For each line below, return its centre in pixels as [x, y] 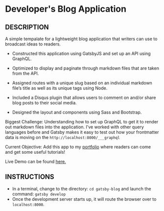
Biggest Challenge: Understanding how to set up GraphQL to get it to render [82, 122]
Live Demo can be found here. [35, 162]
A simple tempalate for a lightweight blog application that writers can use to [81, 39]
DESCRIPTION [27, 27]
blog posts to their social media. [44, 103]
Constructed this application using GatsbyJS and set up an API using [81, 53]
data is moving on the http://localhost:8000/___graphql [62, 137]
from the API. [25, 73]
